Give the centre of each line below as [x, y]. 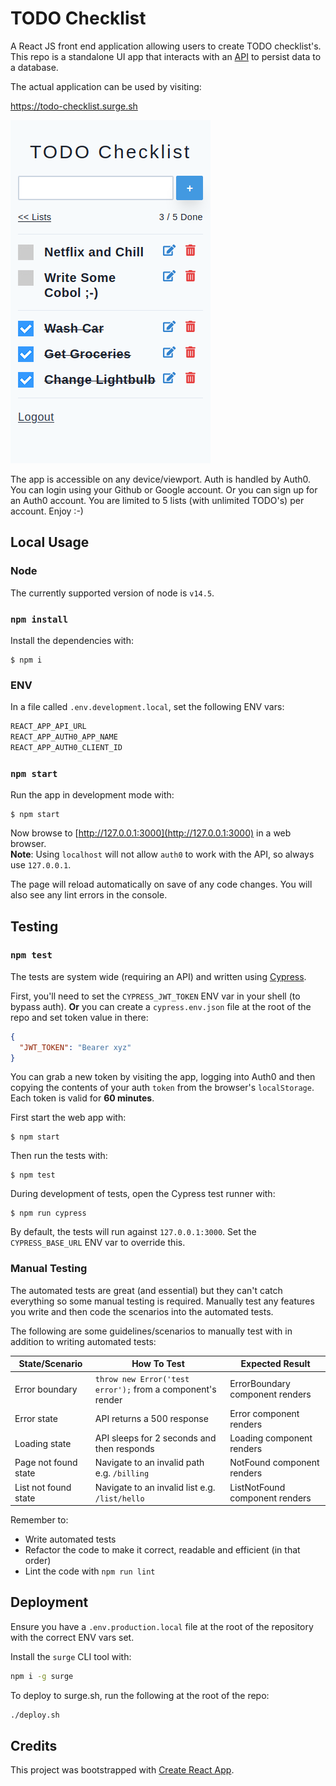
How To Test [158, 1364]
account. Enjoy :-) [47, 511]
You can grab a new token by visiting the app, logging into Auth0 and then [163, 1077]
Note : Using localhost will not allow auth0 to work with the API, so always [162, 854]
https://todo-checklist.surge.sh [74, 106]
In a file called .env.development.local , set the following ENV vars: [147, 707]
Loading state [43, 1443]
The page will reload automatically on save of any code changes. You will [161, 884]
